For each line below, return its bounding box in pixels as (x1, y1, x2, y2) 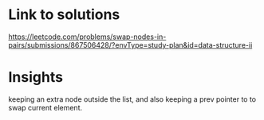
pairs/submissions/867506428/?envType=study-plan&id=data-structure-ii (8, 40, 253, 49)
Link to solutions (8, 6, 120, 24)
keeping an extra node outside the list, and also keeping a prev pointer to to (8, 94, 257, 104)
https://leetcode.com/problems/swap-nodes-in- (8, 32, 167, 41)
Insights (8, 68, 64, 87)
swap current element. (8, 103, 82, 112)
